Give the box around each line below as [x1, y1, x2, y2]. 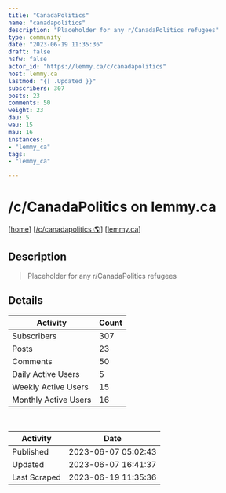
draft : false [8, 48, 51, 56]
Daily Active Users [12, 368, 80, 379]
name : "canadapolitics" [8, 19, 86, 27]
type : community [8, 33, 61, 42]
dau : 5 [8, 114, 30, 122]
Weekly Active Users [12, 382, 89, 393]
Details [8, 294, 43, 307]
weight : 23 [8, 107, 44, 115]
